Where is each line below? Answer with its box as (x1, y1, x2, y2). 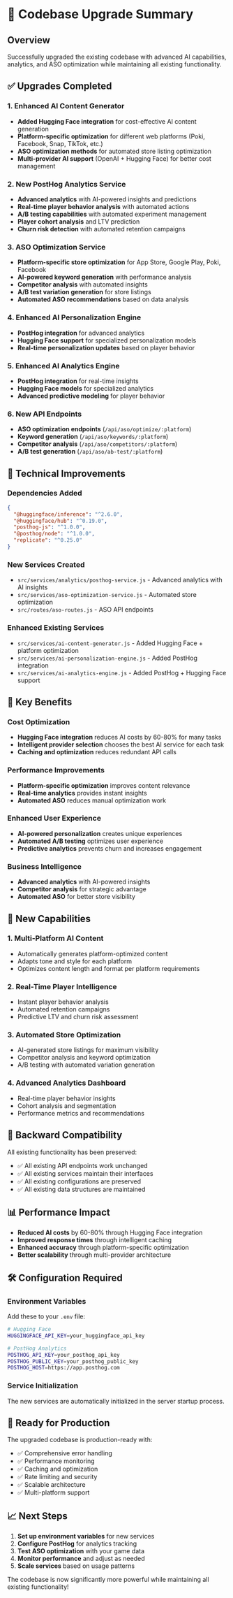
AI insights (17, 583, 48, 591)
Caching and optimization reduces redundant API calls (17, 748, 176, 756)
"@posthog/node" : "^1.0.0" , (13, 531, 96, 538)
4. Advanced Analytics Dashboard (7, 1078, 126, 1088)
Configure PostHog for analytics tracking (17, 1539, 137, 1548)
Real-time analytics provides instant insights (17, 789, 148, 797)
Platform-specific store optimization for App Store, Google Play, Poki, (17, 258, 221, 266)
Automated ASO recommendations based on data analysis (17, 295, 190, 303)
